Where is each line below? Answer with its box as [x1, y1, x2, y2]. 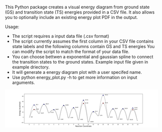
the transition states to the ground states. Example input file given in [12, 59, 148, 65]
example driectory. [12, 64, 50, 70]
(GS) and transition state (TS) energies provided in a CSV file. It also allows [5, 9, 155, 15]
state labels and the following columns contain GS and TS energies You [12, 44, 155, 49]
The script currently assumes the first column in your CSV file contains [12, 38, 154, 44]
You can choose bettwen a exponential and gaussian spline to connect [12, 54, 154, 60]
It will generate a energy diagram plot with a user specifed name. [12, 69, 142, 75]
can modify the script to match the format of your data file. [12, 49, 130, 54]
